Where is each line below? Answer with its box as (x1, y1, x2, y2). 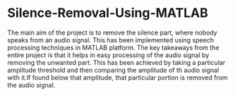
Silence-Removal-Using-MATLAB (7, 5, 208, 21)
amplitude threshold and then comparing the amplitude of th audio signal (7, 66, 219, 74)
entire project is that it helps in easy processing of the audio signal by (7, 51, 210, 59)
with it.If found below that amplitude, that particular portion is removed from (7, 73, 228, 82)
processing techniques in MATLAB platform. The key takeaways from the (7, 43, 220, 52)
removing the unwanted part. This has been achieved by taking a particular (7, 58, 226, 66)
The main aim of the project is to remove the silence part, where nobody (7, 28, 217, 37)
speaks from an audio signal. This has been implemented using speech (7, 35, 214, 44)
